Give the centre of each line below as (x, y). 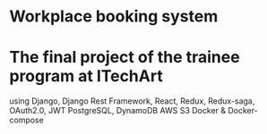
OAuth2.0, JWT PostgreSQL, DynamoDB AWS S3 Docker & (118, 111)
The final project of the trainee (125, 58)
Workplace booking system (114, 17)
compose (27, 120)
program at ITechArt (86, 76)
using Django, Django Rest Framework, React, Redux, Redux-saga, (132, 101)
